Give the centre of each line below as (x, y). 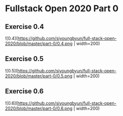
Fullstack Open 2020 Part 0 (62, 9)
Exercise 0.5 (24, 59)
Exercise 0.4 (25, 27)
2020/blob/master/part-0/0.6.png (39, 108)
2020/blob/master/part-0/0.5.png (39, 76)
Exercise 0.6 (24, 91)
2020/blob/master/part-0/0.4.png (39, 44)
